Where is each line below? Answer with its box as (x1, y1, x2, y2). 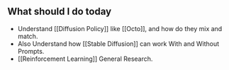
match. (17, 32, 38, 40)
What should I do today (7, 6, 112, 18)
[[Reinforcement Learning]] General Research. (17, 54, 153, 63)
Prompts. (17, 47, 45, 55)
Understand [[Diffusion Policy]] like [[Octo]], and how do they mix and (17, 24, 223, 33)
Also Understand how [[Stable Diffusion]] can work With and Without (17, 39, 220, 48)
